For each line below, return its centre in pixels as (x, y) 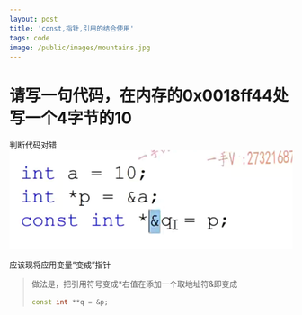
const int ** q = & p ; (70, 302)
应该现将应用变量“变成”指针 (60, 265)
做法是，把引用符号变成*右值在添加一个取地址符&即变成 (134, 284)
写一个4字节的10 (71, 118)
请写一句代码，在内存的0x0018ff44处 (149, 96)
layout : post (34, 19)
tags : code (30, 38)
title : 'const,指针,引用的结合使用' (72, 28)
